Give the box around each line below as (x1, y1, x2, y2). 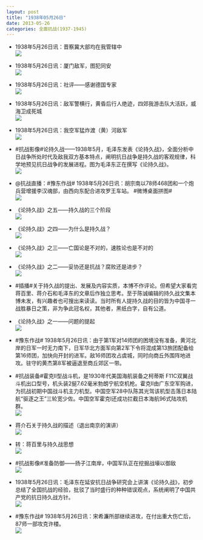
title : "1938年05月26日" (6, 15, 67, 21)
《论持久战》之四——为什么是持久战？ (15, 225, 111, 232)
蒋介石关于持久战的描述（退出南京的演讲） (15, 422, 122, 429)
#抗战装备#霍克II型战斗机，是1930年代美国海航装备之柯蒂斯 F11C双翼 (15, 373, 188, 380)
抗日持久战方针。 (31, 494, 74, 501)
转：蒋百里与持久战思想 (15, 440, 74, 448)
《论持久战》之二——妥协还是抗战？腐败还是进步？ (15, 263, 143, 271)
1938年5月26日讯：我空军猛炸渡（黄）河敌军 (15, 127, 128, 134)
